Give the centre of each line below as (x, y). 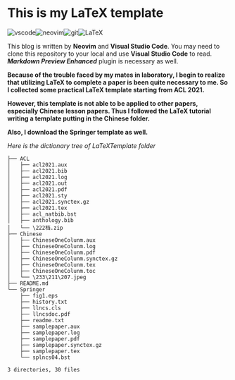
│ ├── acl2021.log (38, 177)
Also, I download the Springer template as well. (78, 132)
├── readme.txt (42, 320)
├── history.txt (44, 302)
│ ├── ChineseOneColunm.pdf (52, 252)
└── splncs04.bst (45, 357)
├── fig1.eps (39, 295)
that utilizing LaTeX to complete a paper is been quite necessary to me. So (118, 82)
